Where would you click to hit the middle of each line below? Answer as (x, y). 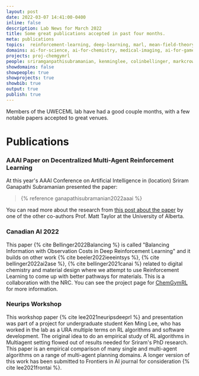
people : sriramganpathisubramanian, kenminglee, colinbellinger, (88, 61)
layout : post (22, 12)
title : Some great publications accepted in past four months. (86, 34)
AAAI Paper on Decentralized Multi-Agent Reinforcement (90, 160)
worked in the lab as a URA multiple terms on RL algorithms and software (95, 330)
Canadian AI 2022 (33, 232)
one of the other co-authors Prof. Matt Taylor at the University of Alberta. (95, 216)
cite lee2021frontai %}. (34, 367)
